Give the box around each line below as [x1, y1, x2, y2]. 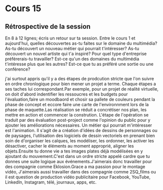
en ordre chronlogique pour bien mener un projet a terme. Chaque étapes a [5, 81, 156, 87]
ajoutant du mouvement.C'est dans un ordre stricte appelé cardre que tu [5, 153, 150, 159]
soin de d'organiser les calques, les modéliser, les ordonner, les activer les [5, 138, 154, 144]
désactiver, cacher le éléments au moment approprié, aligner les [5, 143, 134, 149]
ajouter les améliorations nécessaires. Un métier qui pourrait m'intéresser [5, 122, 152, 128]
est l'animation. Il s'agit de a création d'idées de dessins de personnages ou [5, 128, 158, 133]
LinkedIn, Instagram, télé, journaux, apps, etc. [5, 179, 97, 185]
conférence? [5, 66, 31, 72]
